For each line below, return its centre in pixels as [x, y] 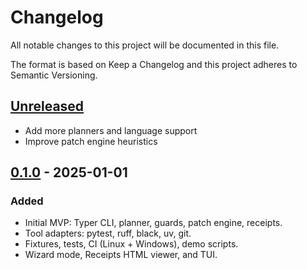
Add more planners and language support [111, 130]
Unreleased [47, 106]
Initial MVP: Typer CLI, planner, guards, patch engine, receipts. [153, 223]
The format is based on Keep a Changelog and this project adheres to [154, 64]
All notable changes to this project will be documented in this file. [145, 45]
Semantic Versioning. [54, 75]
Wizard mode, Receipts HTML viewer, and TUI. [121, 255]
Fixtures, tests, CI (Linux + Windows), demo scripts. [131, 244]
